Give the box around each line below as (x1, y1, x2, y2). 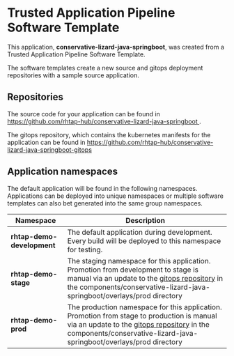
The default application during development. (67, 227, 212, 237)
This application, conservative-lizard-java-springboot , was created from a (7, 42, 225, 51)
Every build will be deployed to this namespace (67, 235, 221, 245)
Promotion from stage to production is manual (67, 311, 217, 320)
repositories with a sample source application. (7, 71, 139, 79)
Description (125, 215, 166, 225)
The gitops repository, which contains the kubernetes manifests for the (7, 130, 211, 139)
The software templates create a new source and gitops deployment (7, 63, 203, 72)
